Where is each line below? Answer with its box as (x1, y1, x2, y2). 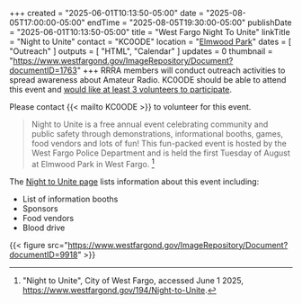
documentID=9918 (9, 249, 78, 260)
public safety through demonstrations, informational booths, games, (31, 129, 284, 139)
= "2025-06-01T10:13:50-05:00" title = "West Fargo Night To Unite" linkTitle (9, 27, 290, 37)
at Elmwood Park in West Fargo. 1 (31, 157, 155, 169)
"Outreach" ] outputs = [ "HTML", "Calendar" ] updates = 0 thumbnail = (9, 46, 273, 57)
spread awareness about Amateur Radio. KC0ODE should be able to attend (9, 75, 287, 85)
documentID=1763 (9, 65, 78, 76)
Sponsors (22, 202, 58, 214)
